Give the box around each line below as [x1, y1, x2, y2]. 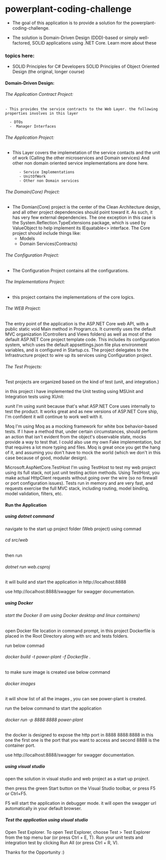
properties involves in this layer [5, 111, 79, 116]
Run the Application [5, 502, 47, 508]
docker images [5, 681, 36, 687]
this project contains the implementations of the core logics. [12, 294, 135, 300]
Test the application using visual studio [5, 817, 88, 822]
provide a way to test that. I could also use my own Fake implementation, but [5, 439, 161, 445]
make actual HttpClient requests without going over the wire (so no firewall [5, 475, 158, 481]
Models [19, 236, 36, 242]
